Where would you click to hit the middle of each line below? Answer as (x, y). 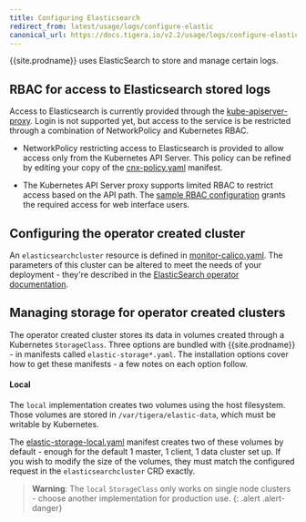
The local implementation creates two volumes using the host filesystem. (148, 405)
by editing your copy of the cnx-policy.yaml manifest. (122, 168)
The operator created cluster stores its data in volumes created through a (147, 334)
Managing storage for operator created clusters (148, 313)
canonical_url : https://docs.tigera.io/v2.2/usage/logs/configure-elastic (154, 35)
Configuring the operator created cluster (127, 233)
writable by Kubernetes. (54, 425)
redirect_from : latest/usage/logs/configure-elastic (112, 26)
